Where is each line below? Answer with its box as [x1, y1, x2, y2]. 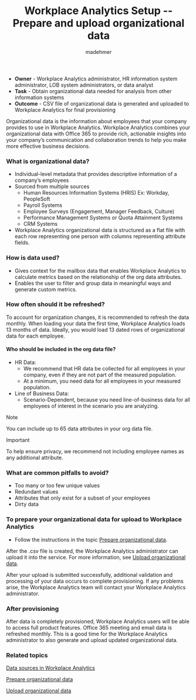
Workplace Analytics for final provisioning [14, 106, 116, 113]
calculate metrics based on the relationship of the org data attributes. [14, 273, 183, 280]
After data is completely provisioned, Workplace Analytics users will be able [6, 617, 190, 625]
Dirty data [14, 501, 39, 508]
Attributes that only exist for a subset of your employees [14, 494, 151, 502]
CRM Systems [23, 220, 58, 227]
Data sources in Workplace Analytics [6, 664, 95, 672]
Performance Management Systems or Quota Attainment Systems [23, 214, 183, 221]
